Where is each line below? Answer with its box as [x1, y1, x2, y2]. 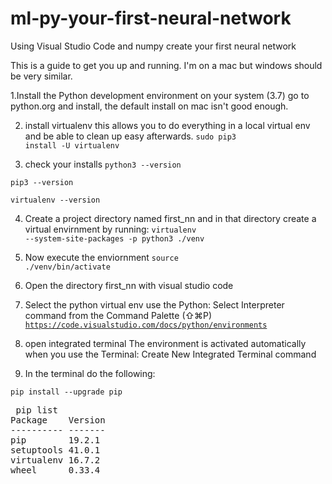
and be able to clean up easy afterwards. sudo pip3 [24, 130, 237, 142]
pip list [15, 404, 58, 416]
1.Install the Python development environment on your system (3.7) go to [10, 89, 310, 101]
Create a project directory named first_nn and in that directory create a [24, 212, 317, 224]
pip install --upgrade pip [10, 387, 123, 397]
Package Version [10, 414, 106, 426]
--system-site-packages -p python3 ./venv [24, 233, 205, 244]
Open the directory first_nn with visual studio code [24, 279, 234, 291]
